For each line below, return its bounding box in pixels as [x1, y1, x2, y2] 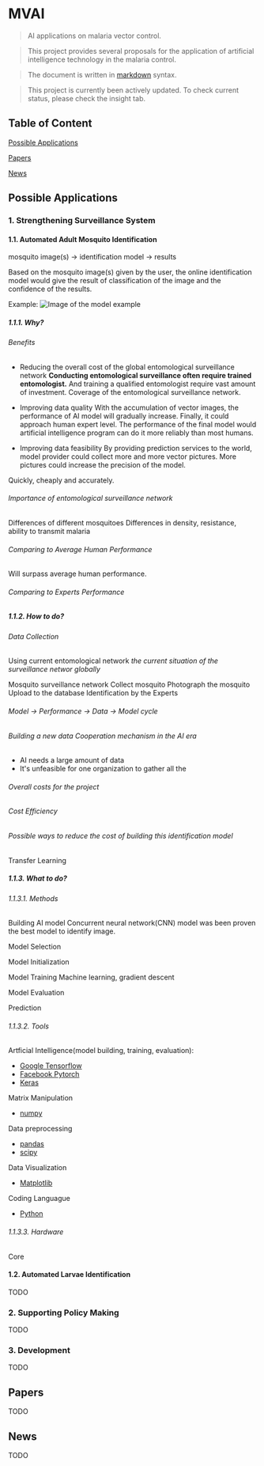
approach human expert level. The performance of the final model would [19, 419, 257, 429]
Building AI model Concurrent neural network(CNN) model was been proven [8, 919, 256, 928]
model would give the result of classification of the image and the [8, 276, 221, 286]
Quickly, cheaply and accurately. [8, 475, 115, 485]
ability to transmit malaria [8, 527, 91, 536]
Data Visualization [8, 1163, 67, 1172]
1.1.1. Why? [8, 317, 44, 327]
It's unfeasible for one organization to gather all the [19, 764, 187, 774]
